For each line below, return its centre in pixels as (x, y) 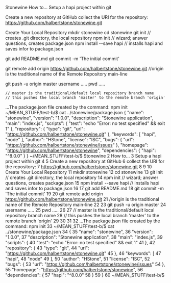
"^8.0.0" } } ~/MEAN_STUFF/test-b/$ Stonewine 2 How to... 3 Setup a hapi (83, 156)
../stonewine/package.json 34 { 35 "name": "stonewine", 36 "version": (79, 232)
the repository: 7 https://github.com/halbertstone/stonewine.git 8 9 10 (79, 167)
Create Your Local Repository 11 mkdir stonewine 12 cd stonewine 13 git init (84, 172)
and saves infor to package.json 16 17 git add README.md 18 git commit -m (85, 188)
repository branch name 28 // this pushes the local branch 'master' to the (82, 215)
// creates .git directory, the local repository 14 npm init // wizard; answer (82, 177)
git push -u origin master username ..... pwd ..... (55, 84)
